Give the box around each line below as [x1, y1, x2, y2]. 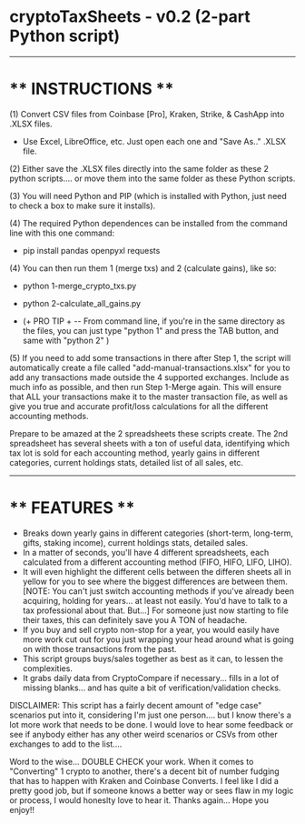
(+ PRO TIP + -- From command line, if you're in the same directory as [22, 316, 286, 327]
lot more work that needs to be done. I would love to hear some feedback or [9, 718, 294, 729]
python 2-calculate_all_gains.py [22, 297, 142, 308]
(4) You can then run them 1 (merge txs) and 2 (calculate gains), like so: [9, 262, 277, 274]
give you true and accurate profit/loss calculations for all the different [9, 400, 269, 411]
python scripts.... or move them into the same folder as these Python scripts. [9, 173, 296, 184]
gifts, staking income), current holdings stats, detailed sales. [22, 537, 249, 548]
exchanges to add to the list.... [9, 739, 123, 749]
